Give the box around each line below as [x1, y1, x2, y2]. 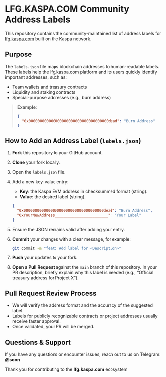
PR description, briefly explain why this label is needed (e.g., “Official [12, 269, 154, 275]
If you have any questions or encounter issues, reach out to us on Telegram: [5, 351, 161, 357]
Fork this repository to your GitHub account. [12, 150, 103, 156]
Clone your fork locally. [12, 159, 60, 165]
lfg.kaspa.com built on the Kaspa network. [5, 36, 92, 42]
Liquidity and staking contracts [12, 89, 76, 95]
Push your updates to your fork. [12, 254, 78, 260]
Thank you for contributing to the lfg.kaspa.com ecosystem [5, 366, 128, 372]
